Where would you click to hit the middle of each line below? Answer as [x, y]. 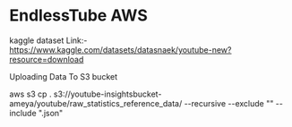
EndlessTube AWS [78, 16]
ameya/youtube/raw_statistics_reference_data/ [96, 103]
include [23, 113]
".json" [51, 113]
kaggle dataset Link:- [48, 40]
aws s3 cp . [30, 94]
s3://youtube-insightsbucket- [107, 94]
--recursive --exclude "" [229, 103]
